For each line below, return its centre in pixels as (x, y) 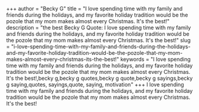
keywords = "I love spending (156, 59)
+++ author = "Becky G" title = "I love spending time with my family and (94, 9)
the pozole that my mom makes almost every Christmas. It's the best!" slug (99, 40)
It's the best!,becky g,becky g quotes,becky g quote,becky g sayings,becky (99, 78)
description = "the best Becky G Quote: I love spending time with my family (99, 27)
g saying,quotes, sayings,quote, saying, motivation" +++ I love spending (95, 85)
